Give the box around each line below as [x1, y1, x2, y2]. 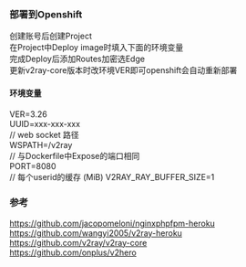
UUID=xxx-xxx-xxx [9, 118, 80, 129]
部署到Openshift [9, 7, 83, 20]
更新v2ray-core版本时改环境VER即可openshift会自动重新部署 [9, 65, 238, 76]
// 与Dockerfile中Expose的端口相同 [9, 150, 140, 161]
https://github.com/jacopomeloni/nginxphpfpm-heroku [9, 218, 216, 229]
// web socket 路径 [9, 129, 79, 140]
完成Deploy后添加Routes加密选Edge [9, 53, 146, 65]
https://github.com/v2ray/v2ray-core [9, 237, 148, 248]
